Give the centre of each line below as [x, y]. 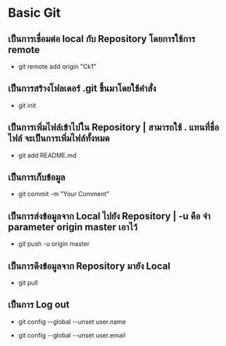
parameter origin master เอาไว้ [73, 227]
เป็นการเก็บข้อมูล [37, 178]
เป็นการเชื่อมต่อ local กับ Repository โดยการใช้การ [102, 39]
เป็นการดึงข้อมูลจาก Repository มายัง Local [89, 266]
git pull [28, 283]
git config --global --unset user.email [72, 335]
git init [27, 105]
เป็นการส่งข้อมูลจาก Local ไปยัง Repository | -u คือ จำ [109, 216]
